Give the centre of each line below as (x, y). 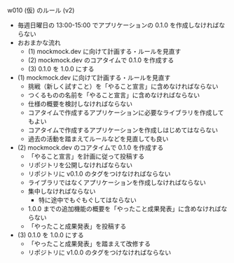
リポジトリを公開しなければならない (80, 165)
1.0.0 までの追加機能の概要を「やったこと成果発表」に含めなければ (124, 209)
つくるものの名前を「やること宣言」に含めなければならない (114, 95)
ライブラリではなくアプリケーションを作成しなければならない (117, 183)
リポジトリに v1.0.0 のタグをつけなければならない (99, 253)
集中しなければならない (62, 191)
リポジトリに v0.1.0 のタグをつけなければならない (99, 174)
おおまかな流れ (39, 43)
